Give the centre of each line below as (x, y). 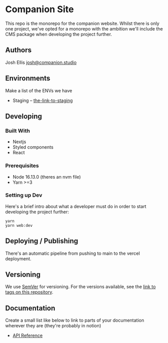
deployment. (18, 259)
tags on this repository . (29, 292)
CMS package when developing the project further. (59, 34)
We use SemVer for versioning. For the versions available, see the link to (80, 287)
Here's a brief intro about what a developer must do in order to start (76, 206)
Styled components (33, 147)
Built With (18, 130)
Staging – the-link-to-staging (43, 100)
